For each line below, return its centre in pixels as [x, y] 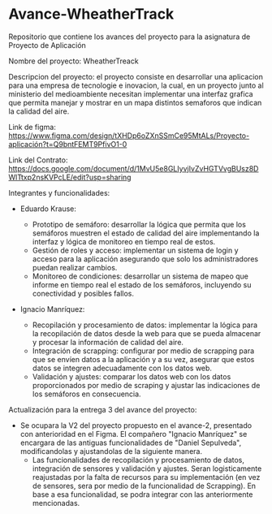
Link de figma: [32, 127]
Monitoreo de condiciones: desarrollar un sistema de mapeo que [140, 276]
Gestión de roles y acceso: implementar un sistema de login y [135, 250]
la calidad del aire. [39, 111]
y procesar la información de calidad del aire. [108, 342]
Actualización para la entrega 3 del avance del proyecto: [103, 409]
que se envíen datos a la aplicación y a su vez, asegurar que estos [143, 359]
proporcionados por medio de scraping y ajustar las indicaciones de [146, 385]
